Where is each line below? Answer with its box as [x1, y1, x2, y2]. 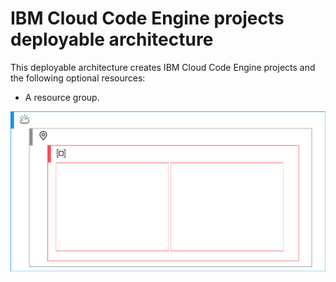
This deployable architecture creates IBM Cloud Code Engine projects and [10, 61, 316, 73]
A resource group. [24, 91, 100, 103]
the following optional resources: [10, 72, 146, 84]
